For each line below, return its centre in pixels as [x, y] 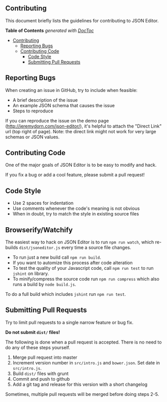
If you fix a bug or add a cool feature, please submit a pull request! [75, 175]
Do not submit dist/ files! [33, 332]
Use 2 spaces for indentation [43, 203]
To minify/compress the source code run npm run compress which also [86, 279]
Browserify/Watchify [39, 230]
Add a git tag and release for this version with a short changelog [80, 384]
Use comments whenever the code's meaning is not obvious [76, 208]
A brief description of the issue [45, 100]
